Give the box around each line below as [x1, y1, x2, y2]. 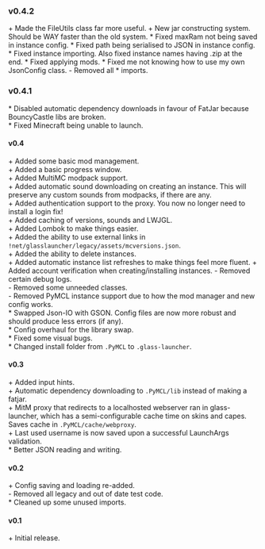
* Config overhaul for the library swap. [8, 324, 134, 334]
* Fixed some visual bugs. [8, 333, 93, 343]
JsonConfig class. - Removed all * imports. [8, 66, 148, 75]
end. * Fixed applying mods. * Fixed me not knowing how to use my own [8, 57, 245, 67]
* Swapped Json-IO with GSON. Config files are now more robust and [8, 308, 236, 317]
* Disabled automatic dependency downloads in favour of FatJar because [8, 103, 249, 113]
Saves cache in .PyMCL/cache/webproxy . [8, 420, 137, 429]
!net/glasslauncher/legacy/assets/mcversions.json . [8, 240, 181, 250]
